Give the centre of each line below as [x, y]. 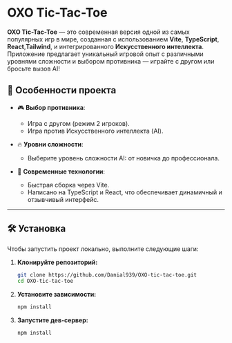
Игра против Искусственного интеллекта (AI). [95, 131]
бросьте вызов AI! [34, 68]
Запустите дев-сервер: [52, 320]
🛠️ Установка [37, 229]
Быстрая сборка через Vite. [68, 185]
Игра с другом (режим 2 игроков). [78, 123]
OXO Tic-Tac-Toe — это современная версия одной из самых [98, 32]
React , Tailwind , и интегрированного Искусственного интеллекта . [105, 46]
